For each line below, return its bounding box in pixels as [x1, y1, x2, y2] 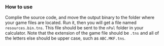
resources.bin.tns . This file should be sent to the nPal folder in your [5, 25, 144, 31]
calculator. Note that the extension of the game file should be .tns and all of [5, 30, 159, 36]
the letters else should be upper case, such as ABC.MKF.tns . [5, 35, 126, 41]
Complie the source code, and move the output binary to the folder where [5, 15, 155, 21]
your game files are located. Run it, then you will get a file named [5, 20, 137, 25]
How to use [5, 3, 33, 10]
